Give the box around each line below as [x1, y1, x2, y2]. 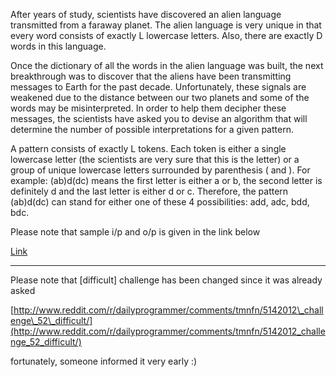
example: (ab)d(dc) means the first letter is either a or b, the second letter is [10, 175, 323, 186]
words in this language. [10, 40, 107, 52]
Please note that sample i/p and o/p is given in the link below [10, 226, 261, 238]
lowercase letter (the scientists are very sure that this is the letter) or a [10, 154, 300, 165]
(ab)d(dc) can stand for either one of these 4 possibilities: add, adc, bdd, [10, 196, 310, 208]
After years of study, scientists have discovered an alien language [10, 9, 282, 20]
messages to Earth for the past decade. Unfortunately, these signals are [10, 81, 307, 93]
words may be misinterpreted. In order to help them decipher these [10, 102, 287, 114]
